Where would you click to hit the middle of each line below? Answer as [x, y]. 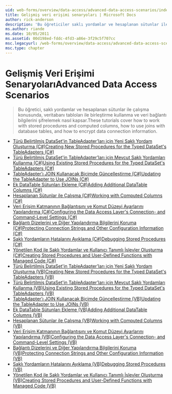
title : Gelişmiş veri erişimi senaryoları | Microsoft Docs [71, 15]
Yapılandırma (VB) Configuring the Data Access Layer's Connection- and [89, 337]
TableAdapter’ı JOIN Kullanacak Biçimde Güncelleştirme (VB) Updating [87, 299]
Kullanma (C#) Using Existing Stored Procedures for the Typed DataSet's [89, 163]
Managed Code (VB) [34, 386]
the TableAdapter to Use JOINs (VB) [51, 304]
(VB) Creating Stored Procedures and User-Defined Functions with [82, 380]
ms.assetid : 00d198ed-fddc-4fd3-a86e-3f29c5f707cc [60, 39]
